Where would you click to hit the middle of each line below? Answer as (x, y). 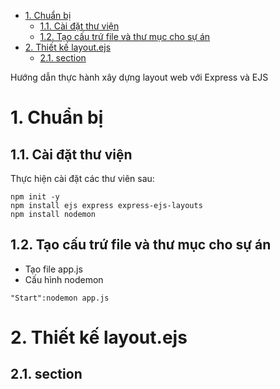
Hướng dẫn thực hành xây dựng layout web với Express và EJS (139, 77)
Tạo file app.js (53, 269)
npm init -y (35, 197)
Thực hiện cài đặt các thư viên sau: (82, 178)
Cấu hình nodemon (64, 279)
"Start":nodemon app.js (60, 298)
